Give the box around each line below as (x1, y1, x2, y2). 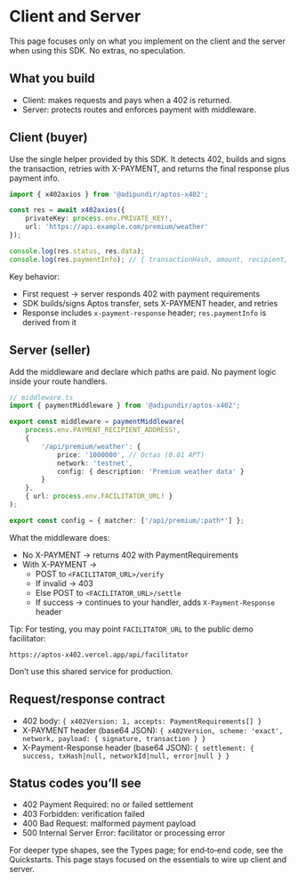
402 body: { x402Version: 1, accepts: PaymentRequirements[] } (21, 715, 262, 726)
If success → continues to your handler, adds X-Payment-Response (35, 597, 276, 608)
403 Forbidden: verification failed (21, 809, 145, 820)
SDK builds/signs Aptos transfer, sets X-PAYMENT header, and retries (21, 298, 278, 308)
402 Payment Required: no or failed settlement (21, 799, 194, 810)
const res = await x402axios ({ (9, 206, 125, 215)
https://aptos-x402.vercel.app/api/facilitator (9, 650, 189, 659)
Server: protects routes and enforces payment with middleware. (21, 104, 256, 115)
